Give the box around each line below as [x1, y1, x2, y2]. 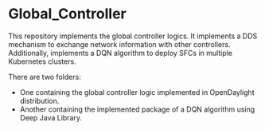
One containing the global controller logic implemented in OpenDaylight [19, 87, 255, 97]
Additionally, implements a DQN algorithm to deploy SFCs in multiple [8, 48, 233, 57]
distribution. [19, 96, 60, 105]
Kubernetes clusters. [8, 57, 77, 66]
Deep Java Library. [19, 112, 82, 122]
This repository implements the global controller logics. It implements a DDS [8, 31, 258, 41]
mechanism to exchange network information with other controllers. [8, 39, 231, 49]
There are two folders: [8, 72, 81, 81]
